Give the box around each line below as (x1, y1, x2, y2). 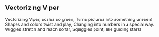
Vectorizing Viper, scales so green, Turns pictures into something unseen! (5, 16, 153, 22)
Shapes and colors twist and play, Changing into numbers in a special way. (5, 21, 155, 27)
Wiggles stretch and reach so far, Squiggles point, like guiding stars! (5, 26, 142, 32)
